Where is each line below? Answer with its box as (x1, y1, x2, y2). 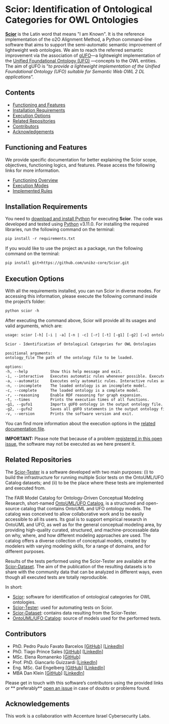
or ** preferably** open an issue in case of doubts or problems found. (5, 685, 151, 691)
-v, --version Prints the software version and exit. (5, 411, 134, 416)
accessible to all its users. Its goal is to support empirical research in (5, 516, 147, 522)
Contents (5, 88, 35, 97)
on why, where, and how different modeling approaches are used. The (5, 532, 151, 538)
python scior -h (5, 308, 39, 313)
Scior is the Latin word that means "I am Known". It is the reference (5, 31, 145, 37)
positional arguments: (5, 350, 53, 356)
